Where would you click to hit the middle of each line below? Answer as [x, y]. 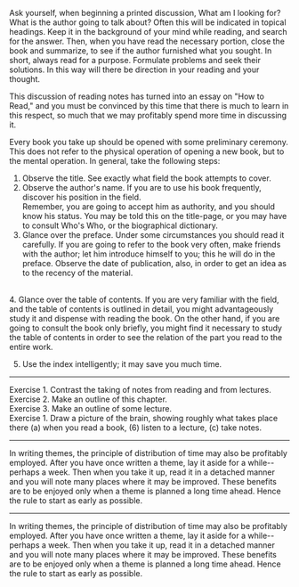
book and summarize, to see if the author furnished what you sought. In [141, 51]
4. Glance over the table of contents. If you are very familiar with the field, [144, 299]
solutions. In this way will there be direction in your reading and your [134, 69]
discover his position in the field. [81, 197]
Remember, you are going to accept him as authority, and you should [149, 207]
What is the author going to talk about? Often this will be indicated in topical [148, 22]
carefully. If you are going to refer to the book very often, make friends [151, 245]
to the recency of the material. [77, 273]
